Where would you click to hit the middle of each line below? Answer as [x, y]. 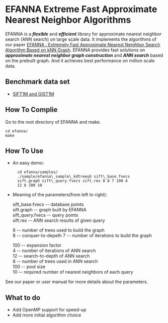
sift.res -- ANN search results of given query [59, 220]
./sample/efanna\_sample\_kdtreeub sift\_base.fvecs [74, 177]
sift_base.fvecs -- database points [48, 204]
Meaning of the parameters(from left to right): [60, 195]
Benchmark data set [37, 82]
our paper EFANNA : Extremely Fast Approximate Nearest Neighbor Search [83, 44]
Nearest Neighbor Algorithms [68, 20]
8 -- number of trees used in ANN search [55, 261]
